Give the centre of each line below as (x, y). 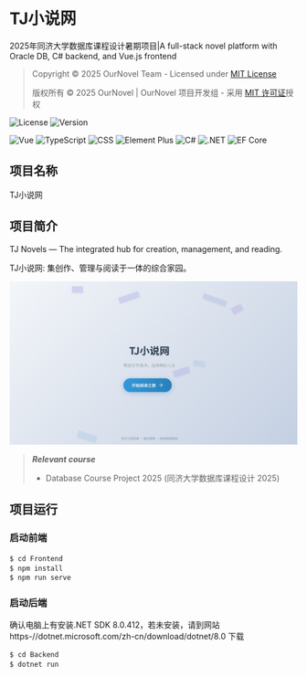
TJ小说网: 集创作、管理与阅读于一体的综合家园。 (101, 268)
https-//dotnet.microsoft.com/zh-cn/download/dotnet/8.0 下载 (127, 636)
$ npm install (37, 568)
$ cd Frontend (37, 558)
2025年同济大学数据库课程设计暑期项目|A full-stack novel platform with (143, 46)
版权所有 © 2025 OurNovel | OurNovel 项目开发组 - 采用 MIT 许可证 (159, 92)
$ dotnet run (34, 664)
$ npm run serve (40, 578)
